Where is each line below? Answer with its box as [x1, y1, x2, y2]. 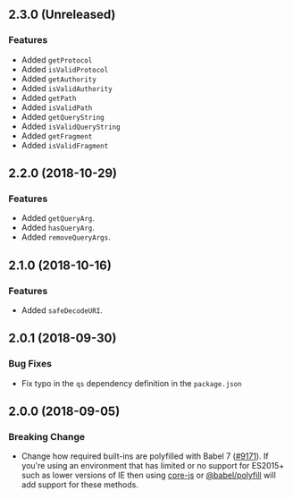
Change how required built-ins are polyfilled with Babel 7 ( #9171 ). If [21, 451, 269, 461]
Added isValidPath [21, 102, 93, 113]
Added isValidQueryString [21, 121, 121, 131]
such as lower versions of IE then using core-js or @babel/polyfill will [21, 469, 276, 481]
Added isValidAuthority [21, 82, 113, 93]
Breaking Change [8, 431, 86, 444]
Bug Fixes [8, 358, 53, 370]
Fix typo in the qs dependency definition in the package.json [21, 377, 242, 388]
